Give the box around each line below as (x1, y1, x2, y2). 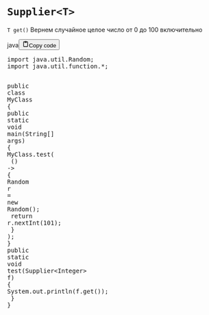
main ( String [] (7, 129, 55, 138)
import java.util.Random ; (7, 55, 95, 63)
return (10, 212, 33, 220)
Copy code (28, 42, 57, 49)
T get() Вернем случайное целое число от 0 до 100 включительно (7, 25, 203, 34)
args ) (7, 136, 26, 144)
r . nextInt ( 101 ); (7, 218, 62, 227)
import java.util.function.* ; (7, 62, 109, 70)
